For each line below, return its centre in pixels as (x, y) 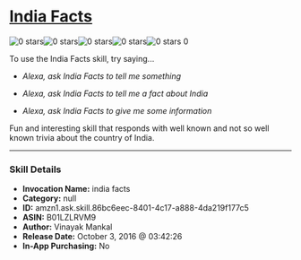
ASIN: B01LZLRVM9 (59, 218)
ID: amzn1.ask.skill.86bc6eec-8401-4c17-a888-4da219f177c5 (135, 208)
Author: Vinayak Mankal (67, 227)
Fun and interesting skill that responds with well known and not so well (139, 128)
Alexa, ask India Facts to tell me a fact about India (115, 93)
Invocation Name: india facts (76, 189)
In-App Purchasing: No (66, 246)
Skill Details (35, 169)
